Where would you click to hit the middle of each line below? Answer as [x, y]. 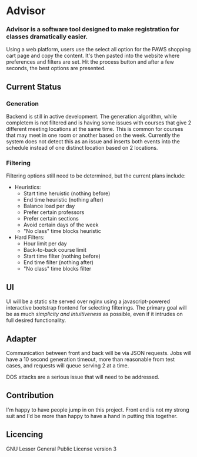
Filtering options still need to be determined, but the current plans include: [96, 176]
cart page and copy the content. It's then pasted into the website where [93, 56]
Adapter [21, 339]
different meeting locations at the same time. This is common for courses [95, 129]
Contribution [30, 395]
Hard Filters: [30, 238]
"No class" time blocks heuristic [62, 231]
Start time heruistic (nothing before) [67, 193]
